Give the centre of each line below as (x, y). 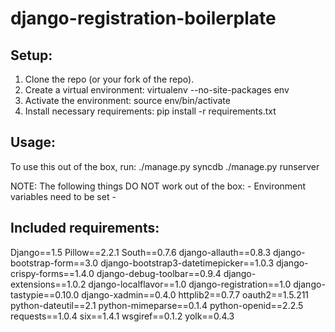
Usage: (33, 142)
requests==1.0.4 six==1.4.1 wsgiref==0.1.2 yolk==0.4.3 (122, 316)
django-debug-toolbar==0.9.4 (159, 273)
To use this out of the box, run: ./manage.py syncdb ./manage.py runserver (165, 166)
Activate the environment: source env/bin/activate (127, 100)
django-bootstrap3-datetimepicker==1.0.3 (187, 263)
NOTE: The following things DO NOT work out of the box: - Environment (158, 186)
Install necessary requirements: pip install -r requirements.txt (150, 111)
